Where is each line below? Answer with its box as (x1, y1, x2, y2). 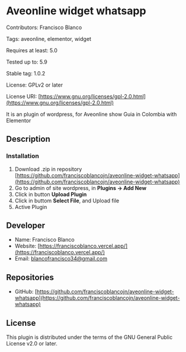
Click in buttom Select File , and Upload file (14, 197, 120, 204)
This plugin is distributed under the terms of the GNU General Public (6, 334, 173, 341)
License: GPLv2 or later (6, 81, 63, 88)
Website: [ (14, 242, 40, 250)
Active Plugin (14, 203, 47, 210)
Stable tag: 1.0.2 (6, 69, 46, 77)
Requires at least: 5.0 (6, 46, 58, 54)
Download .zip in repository (14, 165, 82, 173)
